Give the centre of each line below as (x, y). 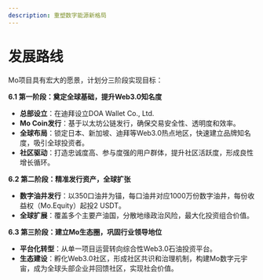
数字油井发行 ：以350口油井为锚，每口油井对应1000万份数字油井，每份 (133, 195)
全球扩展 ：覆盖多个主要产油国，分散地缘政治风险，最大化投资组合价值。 (136, 215)
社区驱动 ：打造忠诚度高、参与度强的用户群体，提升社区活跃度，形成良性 (136, 152)
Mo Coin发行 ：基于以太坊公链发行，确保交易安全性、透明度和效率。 (130, 123)
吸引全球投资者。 (61, 143)
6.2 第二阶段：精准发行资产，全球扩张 (69, 179)
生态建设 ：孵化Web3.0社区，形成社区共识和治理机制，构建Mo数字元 (130, 258)
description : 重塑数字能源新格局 (58, 15)
